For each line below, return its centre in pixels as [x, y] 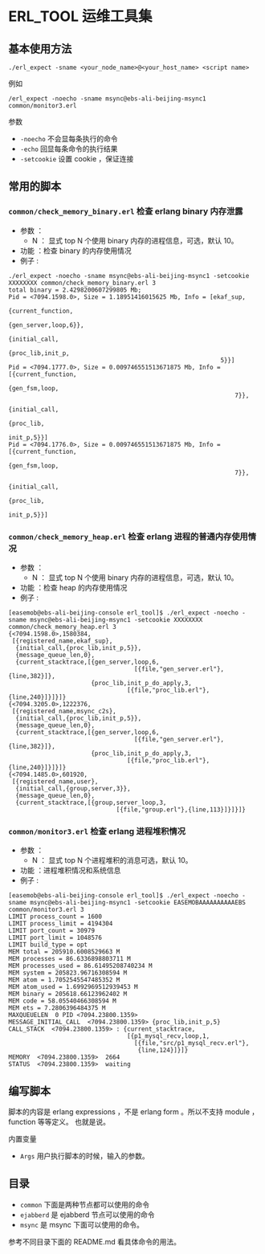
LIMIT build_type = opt [48, 945]
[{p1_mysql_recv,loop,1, [169, 1036]
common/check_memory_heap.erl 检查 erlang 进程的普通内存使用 [128, 537]
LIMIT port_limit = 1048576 [55, 938]
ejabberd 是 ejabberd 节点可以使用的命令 [87, 1215]
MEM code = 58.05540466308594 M [62, 1001]
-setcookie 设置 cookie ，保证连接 [77, 159]
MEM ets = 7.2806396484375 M [57, 1008]
